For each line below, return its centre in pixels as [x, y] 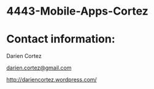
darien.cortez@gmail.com [39, 68]
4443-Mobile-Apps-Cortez [77, 11]
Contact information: [61, 39]
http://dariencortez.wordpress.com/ [52, 80]
